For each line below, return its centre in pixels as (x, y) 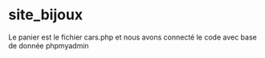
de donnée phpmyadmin (49, 45)
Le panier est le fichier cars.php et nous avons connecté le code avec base (132, 37)
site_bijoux (45, 15)
